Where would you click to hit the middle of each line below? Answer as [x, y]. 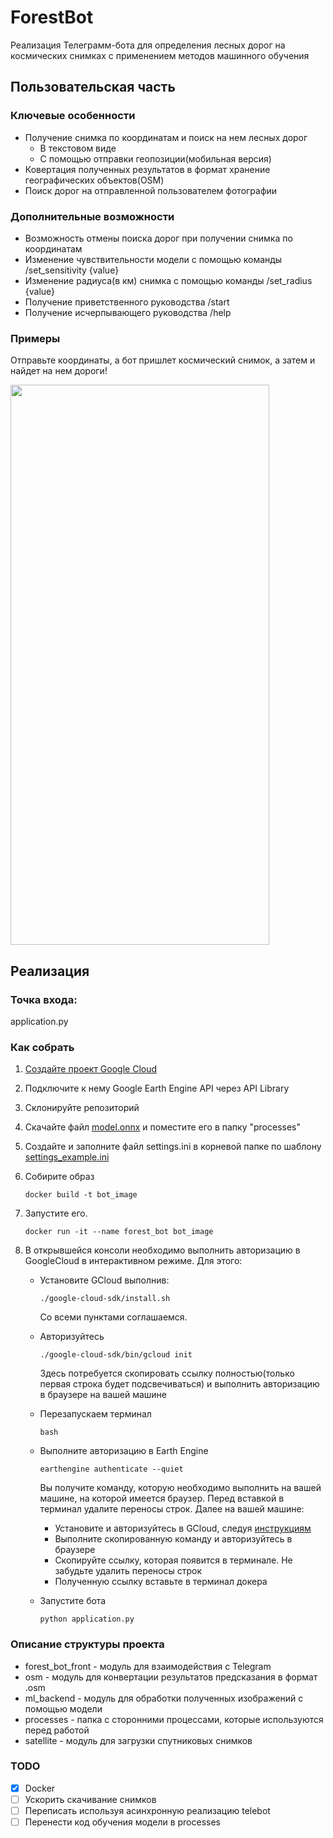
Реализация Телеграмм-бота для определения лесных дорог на [148, 45]
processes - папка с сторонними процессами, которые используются [174, 1719]
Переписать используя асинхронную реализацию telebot [147, 1810]
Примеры [35, 338]
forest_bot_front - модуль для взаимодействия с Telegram [148, 1666]
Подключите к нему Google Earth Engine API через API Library [157, 1088]
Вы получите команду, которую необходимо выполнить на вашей [180, 1488]
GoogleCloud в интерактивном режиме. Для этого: [133, 1261]
